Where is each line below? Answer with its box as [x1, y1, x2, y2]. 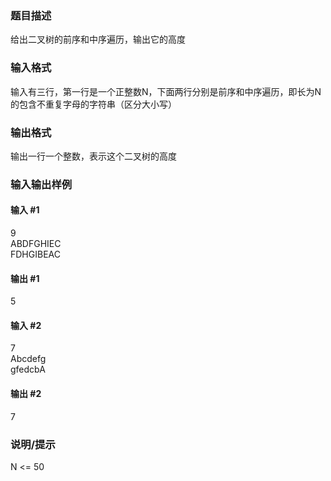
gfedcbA [10, 363, 46, 376]
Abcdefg [10, 353, 47, 365]
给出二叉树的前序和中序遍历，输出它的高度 [10, 33, 186, 46]
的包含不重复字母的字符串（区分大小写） [10, 98, 177, 110]
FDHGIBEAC [10, 248, 61, 261]
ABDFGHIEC [10, 238, 62, 250]
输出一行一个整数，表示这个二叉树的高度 [10, 150, 177, 162]
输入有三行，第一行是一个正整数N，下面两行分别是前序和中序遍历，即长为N [10, 85, 322, 97]
